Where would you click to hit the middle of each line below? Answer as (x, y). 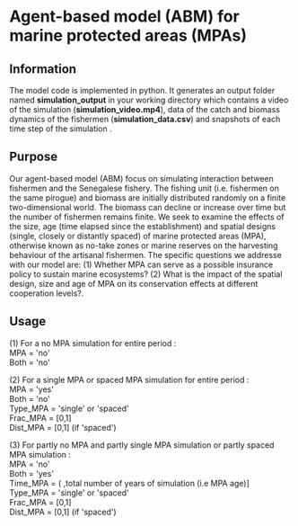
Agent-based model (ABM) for (124, 17)
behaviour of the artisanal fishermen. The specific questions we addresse (146, 254)
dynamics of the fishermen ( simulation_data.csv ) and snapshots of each (145, 119)
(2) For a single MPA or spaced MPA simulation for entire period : (129, 379)
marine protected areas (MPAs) (128, 36)
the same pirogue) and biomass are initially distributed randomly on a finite (148, 197)
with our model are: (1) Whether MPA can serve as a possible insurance (141, 264)
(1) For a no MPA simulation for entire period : (93, 343)
